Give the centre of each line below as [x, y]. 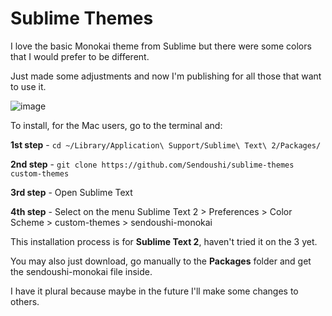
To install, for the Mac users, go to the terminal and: [116, 125]
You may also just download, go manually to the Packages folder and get [161, 261]
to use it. [28, 86]
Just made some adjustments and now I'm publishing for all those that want [166, 76]
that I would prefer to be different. [80, 56]
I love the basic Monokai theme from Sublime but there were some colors [161, 46]
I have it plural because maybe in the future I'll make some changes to [154, 291]
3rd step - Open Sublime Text [71, 192]
